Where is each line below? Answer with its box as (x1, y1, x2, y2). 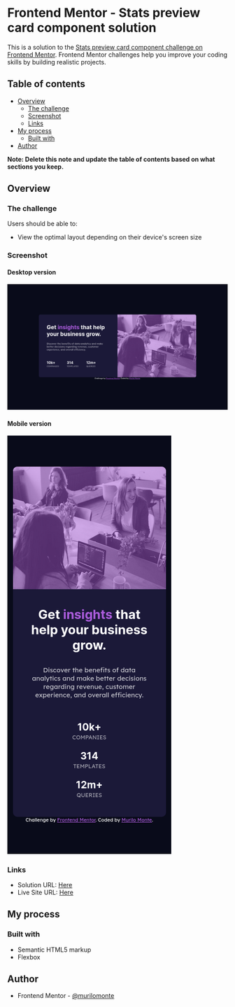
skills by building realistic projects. (7, 57, 106, 66)
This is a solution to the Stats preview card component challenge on (7, 43, 203, 51)
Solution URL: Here (17, 880, 73, 889)
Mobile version (7, 419, 52, 428)
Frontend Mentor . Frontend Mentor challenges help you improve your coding (7, 50, 228, 59)
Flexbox (17, 952, 41, 961)
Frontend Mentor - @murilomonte (17, 992, 115, 1000)
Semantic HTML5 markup (17, 945, 92, 954)
